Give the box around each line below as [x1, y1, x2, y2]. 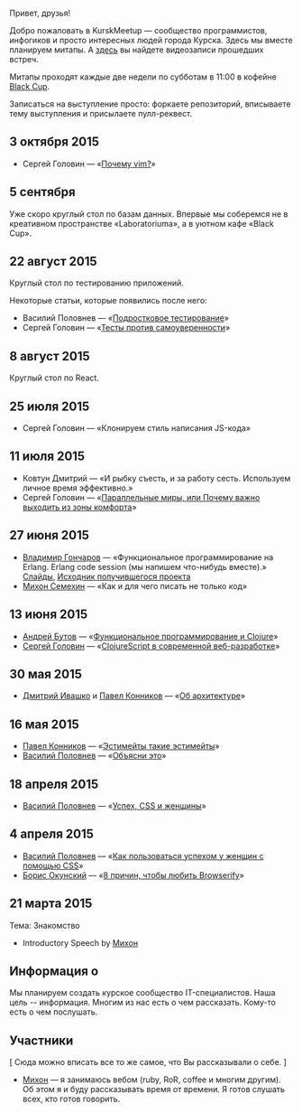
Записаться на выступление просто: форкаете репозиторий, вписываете [9, 98, 291, 109]
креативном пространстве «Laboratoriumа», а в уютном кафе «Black [9, 218, 275, 229]
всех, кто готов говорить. [22, 1093, 121, 1105]
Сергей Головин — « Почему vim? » [22, 158, 156, 169]
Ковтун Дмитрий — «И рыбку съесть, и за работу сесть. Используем [22, 472, 291, 483]
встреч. [9, 54, 39, 64]
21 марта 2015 [9, 896, 93, 912]
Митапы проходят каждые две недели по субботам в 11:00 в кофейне [9, 71, 277, 82]
